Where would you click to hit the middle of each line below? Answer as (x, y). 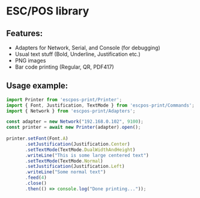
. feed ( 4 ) (36, 178)
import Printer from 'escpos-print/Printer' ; (64, 100)
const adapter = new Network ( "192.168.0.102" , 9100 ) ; (75, 122)
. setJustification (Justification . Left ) (75, 167)
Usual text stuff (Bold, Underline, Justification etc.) (78, 54)
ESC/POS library (48, 11)
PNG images (30, 60)
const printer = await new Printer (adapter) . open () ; (74, 128)
